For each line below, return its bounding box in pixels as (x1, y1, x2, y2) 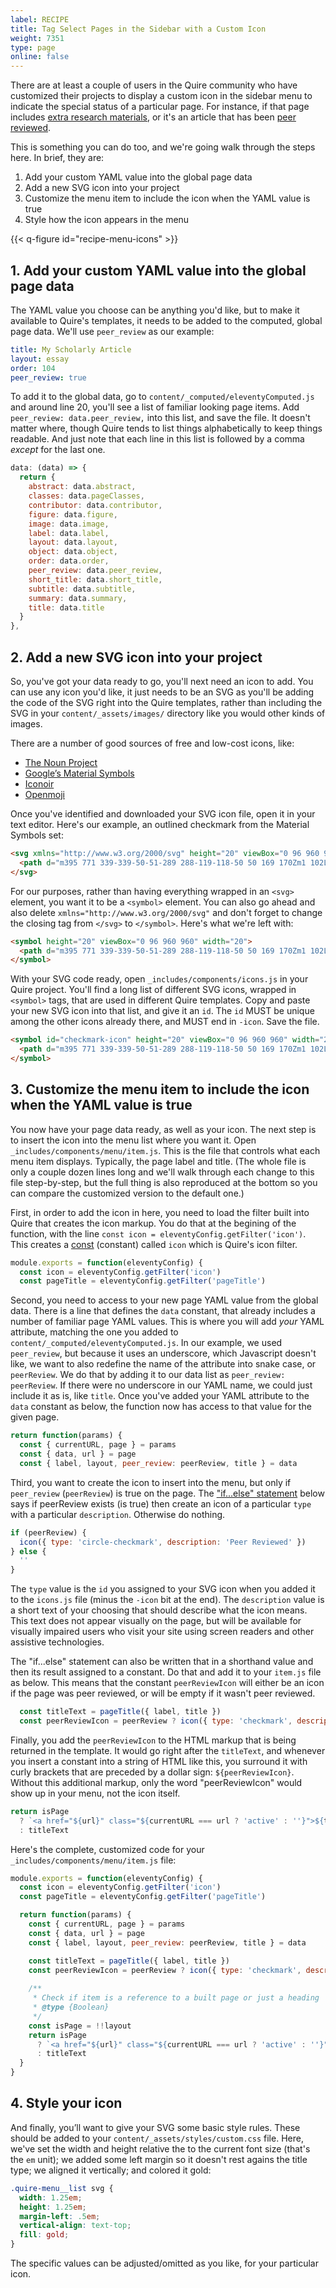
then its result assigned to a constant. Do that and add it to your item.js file (10, 1666, 322, 1678)
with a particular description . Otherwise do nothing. (10, 1508, 226, 1520)
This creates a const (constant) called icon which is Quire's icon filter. (10, 1238, 298, 1250)
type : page (10, 42, 56, 53)
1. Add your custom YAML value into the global (10, 262, 307, 279)
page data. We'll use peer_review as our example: (10, 325, 215, 337)
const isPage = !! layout (28, 2021, 132, 2031)
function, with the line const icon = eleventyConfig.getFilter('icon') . (10, 1227, 307, 1240)
